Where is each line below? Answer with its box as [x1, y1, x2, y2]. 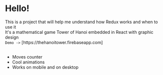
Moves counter [12, 54, 43, 60]
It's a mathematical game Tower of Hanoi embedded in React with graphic [5, 29, 154, 35]
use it [5, 24, 16, 30]
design [5, 34, 19, 40]
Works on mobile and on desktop [12, 64, 79, 70]
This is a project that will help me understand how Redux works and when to [5, 19, 158, 25]
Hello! [5, 3, 30, 14]
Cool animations [12, 59, 45, 65]
